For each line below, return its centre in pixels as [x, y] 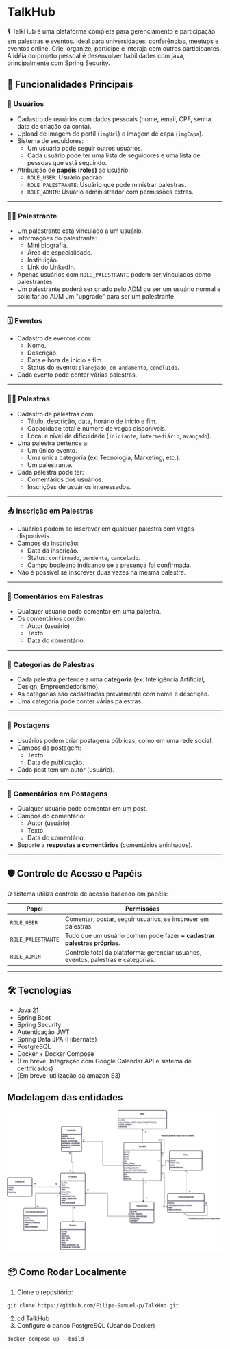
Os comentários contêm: [52, 619]
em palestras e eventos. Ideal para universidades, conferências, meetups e [113, 41]
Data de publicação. [55, 762]
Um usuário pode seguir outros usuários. [85, 148]
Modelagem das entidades [65, 1097]
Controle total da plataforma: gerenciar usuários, [133, 953]
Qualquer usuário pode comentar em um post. [82, 808]
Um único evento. [52, 450]
